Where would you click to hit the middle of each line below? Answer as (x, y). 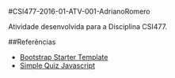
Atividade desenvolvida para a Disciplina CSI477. (88, 26)
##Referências (32, 42)
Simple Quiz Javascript (57, 65)
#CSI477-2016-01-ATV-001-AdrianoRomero (79, 11)
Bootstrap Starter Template (64, 57)
